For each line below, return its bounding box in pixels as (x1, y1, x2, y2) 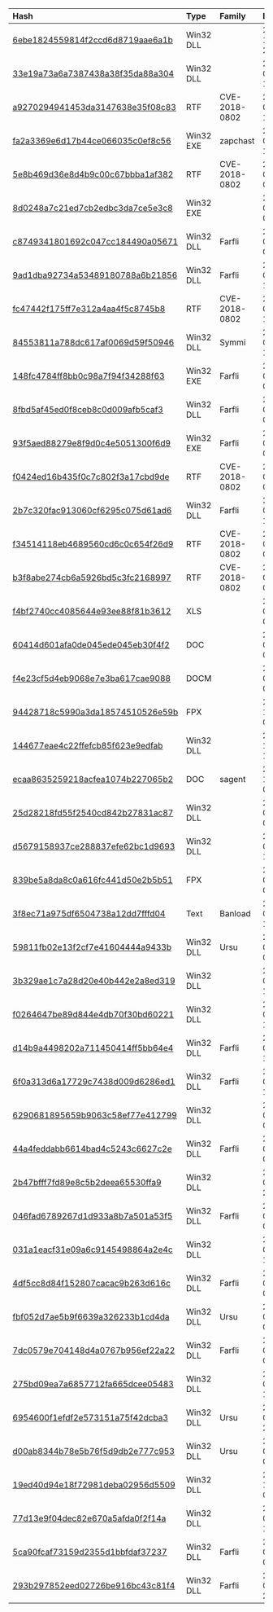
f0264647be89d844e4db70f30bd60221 (12, 1009, 175, 1020)
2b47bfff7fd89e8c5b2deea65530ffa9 (12, 1177, 162, 1188)
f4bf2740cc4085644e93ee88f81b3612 (12, 606, 171, 617)
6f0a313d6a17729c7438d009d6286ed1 (12, 1076, 176, 1087)
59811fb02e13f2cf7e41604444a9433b (12, 942, 172, 952)
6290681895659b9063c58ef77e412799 (12, 1109, 177, 1121)
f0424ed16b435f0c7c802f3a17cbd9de (12, 472, 170, 482)
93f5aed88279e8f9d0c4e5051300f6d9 (12, 437, 171, 449)
